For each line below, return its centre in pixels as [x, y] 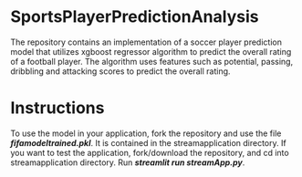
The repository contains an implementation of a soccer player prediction [146, 42]
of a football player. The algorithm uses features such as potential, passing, [152, 61]
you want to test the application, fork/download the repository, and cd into [150, 152]
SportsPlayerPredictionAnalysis [135, 17]
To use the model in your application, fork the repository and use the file [146, 133]
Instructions [57, 108]
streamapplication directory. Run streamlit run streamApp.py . [128, 162]
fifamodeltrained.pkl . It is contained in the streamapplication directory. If [148, 142]
